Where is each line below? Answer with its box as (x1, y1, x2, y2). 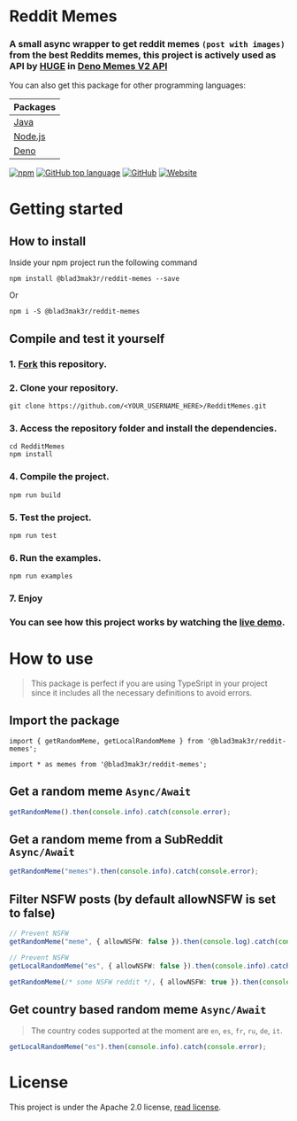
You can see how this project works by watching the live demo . (9, 616, 286, 628)
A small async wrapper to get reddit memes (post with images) (9, 38, 286, 51)
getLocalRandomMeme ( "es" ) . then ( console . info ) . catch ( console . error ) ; (9, 1043, 267, 1052)
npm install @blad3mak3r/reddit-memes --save (9, 275, 179, 284)
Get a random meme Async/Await (9, 784, 192, 799)
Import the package (9, 713, 120, 728)
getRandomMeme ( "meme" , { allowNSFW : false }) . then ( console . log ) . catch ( (9, 937, 278, 946)
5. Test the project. (9, 511, 92, 524)
